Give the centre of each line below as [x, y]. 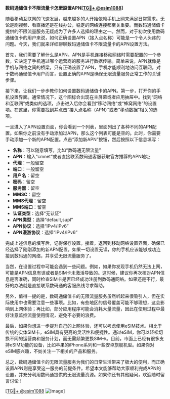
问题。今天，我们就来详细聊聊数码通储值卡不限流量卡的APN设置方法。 [79, 44]
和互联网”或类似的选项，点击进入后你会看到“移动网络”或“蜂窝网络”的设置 [81, 103]
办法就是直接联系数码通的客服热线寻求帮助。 [60, 285]
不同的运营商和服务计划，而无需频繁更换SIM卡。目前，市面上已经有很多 [84, 339]
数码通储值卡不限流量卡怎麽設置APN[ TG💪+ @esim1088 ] [64, 8]
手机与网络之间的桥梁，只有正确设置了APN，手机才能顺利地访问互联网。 [81, 67]
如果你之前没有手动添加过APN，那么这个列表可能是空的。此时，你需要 [87, 133]
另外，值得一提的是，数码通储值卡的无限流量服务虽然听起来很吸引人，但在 [83, 296]
